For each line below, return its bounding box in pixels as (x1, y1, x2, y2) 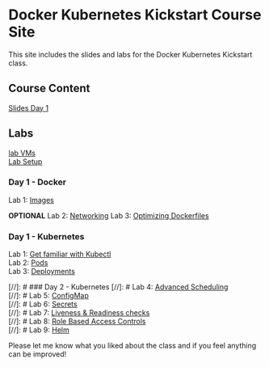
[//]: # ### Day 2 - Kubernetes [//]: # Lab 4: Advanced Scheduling (8, 282, 229, 292)
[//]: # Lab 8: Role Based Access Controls (8, 317, 146, 327)
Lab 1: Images (8, 195, 54, 205)
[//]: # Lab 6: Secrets (8, 299, 78, 309)
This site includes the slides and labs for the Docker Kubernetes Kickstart (8, 49, 253, 59)
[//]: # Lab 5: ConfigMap (8, 291, 89, 301)
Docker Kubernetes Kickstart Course (8, 6, 262, 24)
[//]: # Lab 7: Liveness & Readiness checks (8, 308, 150, 318)
